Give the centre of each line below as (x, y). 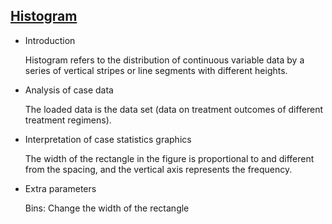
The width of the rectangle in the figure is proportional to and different (169, 158)
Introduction (50, 40)
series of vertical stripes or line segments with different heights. (156, 70)
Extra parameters (60, 188)
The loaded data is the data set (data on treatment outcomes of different (174, 109)
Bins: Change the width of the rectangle (107, 208)
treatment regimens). (68, 120)
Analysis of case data (69, 90)
